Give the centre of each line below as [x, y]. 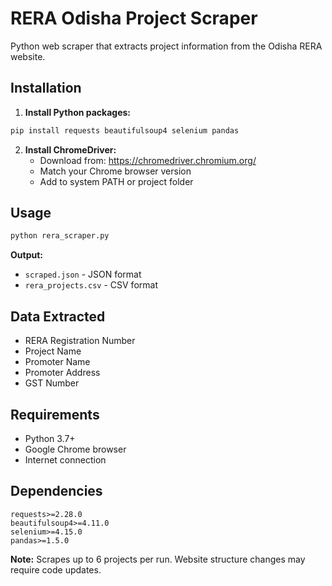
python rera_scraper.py [60, 236]
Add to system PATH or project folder [116, 181]
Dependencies [56, 491]
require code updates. [56, 569]
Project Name [53, 351]
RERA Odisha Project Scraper [134, 18]
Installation [46, 88]
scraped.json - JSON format [83, 274]
